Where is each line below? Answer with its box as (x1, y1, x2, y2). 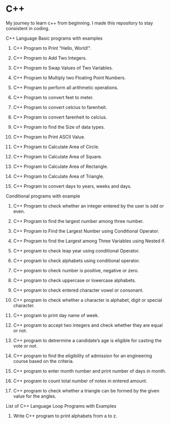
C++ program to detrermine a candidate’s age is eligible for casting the (13, 337, 162, 344)
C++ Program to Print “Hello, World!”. (13, 45, 91, 51)
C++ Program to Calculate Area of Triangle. (13, 173, 104, 179)
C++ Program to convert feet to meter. (13, 94, 94, 100)
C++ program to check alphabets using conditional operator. (13, 258, 140, 264)
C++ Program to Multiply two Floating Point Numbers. (13, 74, 126, 80)
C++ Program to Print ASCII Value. (13, 133, 85, 140)
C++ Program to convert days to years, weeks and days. (13, 183, 132, 189)
